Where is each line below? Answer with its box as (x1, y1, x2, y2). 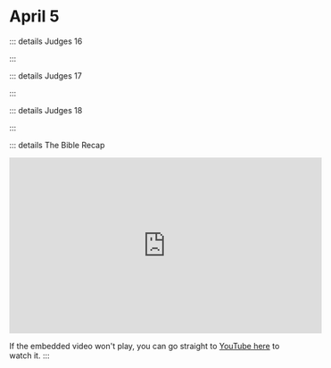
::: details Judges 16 (9, 36, 83, 46)
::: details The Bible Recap (9, 139, 105, 150)
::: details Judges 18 (9, 105, 83, 115)
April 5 (9, 6, 60, 27)
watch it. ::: (9, 350, 51, 361)
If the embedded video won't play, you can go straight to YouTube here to (9, 340, 280, 351)
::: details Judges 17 (9, 70, 82, 81)
